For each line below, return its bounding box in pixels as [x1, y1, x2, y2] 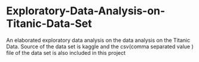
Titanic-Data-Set [6, 17, 93, 30]
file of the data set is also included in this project [6, 49, 126, 56]
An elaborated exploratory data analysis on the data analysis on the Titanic [6, 36, 190, 44]
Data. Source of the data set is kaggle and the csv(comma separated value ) [6, 43, 194, 50]
